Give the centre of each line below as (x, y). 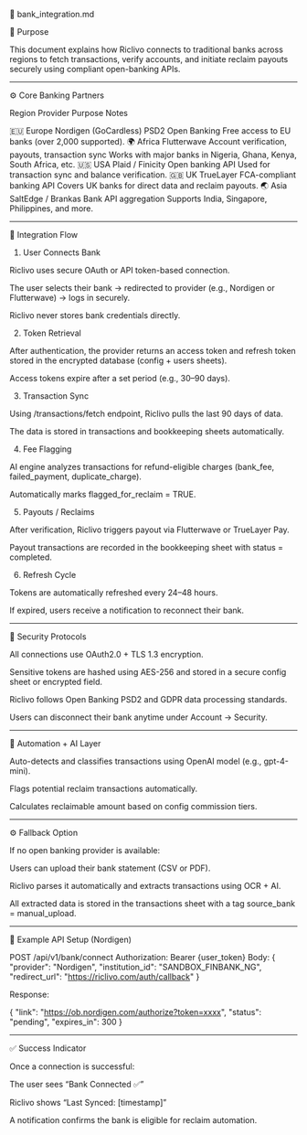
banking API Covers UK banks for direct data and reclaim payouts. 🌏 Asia (148, 186)
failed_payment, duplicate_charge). (75, 476)
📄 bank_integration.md (52, 14)
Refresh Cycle (49, 575)
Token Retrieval (52, 333)
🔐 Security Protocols (48, 637)
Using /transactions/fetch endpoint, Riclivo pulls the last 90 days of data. (146, 413)
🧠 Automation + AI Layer (55, 744)
